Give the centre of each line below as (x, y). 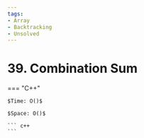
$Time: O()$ (25, 101)
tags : (15, 14)
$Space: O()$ (27, 114)
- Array (19, 21)
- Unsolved (23, 34)
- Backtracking (30, 27)
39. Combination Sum (73, 69)
